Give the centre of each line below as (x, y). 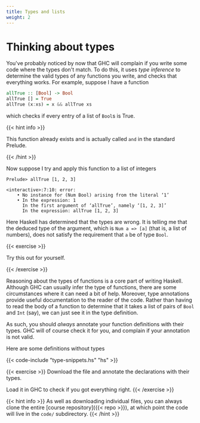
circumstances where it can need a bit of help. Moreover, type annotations (98, 294)
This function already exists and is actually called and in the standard (90, 139)
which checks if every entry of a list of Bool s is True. (71, 116)
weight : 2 (19, 17)
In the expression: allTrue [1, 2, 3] (70, 211)
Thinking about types (60, 47)
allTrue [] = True (29, 99)
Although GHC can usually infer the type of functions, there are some (92, 287)
